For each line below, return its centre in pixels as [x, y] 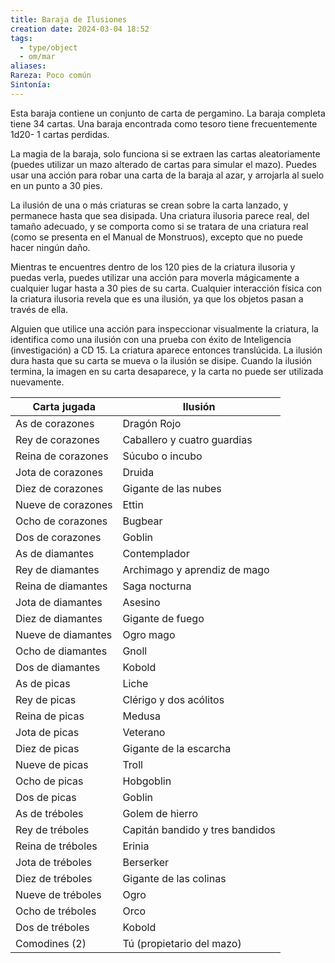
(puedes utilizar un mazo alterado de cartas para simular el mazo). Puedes [163, 164]
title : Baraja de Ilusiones [69, 19]
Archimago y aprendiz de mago [196, 569]
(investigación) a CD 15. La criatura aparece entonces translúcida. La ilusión [166, 350]
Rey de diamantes [57, 569]
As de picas [43, 683]
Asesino [141, 602]
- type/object [48, 47]
